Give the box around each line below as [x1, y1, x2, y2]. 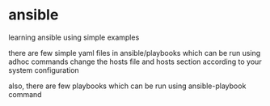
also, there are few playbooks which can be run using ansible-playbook [8, 81, 247, 91]
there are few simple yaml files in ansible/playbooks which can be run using [8, 48, 261, 57]
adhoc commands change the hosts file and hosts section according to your [8, 57, 262, 66]
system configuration [8, 65, 79, 74]
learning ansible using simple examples [8, 32, 140, 42]
